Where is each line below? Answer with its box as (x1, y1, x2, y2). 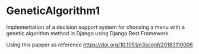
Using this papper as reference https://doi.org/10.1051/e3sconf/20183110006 (6, 41, 193, 48)
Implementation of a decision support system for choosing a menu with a (6, 23, 185, 31)
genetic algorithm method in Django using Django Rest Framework (6, 29, 169, 36)
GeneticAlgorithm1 (6, 4, 100, 18)
